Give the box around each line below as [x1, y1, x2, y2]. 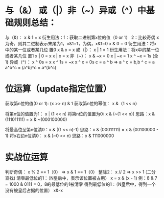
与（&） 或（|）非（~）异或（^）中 [5, 5, 146, 16]
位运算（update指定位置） [5, 84, 112, 94]
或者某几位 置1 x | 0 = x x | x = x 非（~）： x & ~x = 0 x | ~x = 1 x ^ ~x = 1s [5, 53, 152, 58]
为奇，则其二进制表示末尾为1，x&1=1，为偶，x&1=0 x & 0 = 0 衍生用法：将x [5, 40, 157, 46]
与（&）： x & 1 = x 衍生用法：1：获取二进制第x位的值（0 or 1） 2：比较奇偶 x [5, 34, 159, 40]
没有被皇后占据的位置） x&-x [5, 187, 63, 193]
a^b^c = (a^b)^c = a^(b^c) [5, 64, 57, 70]
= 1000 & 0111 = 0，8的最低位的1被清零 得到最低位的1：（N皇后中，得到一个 [5, 181, 156, 187]
